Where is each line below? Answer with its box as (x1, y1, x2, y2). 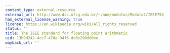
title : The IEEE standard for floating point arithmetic (5, 31, 128, 36)
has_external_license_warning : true (5, 17, 82, 22)
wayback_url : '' (5, 40, 39, 45)
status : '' (5, 26, 28, 31)
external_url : (5, 12, 35, 17)
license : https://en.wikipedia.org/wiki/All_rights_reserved (5, 21, 137, 27)
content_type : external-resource (5, 7, 76, 13)
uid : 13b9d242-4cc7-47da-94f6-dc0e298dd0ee (5, 36, 99, 41)
